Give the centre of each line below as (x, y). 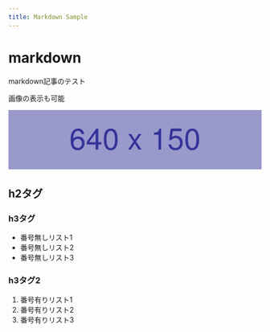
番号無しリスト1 (46, 238)
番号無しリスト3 (47, 258)
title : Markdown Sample (48, 17)
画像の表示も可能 (37, 98)
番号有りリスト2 (47, 309)
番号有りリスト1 (46, 299)
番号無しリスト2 (47, 248)
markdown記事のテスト (47, 81)
